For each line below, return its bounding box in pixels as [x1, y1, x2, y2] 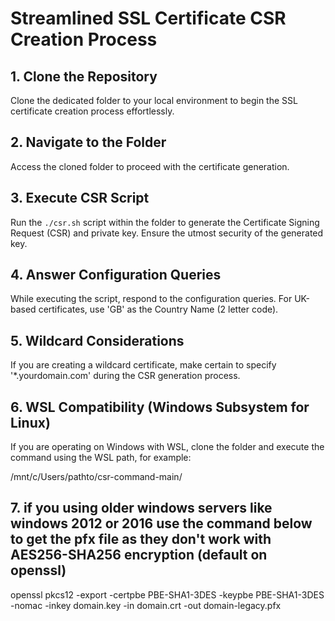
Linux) [10, 414, 51, 431]
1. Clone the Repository [10, 68, 158, 85]
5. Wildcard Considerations [10, 332, 185, 349]
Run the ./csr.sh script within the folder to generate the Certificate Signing [10, 216, 320, 228]
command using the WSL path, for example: [10, 452, 192, 464]
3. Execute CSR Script [10, 190, 150, 207]
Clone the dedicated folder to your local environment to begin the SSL [10, 95, 298, 106]
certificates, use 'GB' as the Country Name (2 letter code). [38, 303, 279, 316]
